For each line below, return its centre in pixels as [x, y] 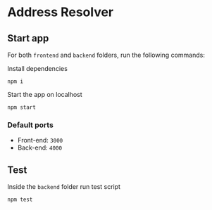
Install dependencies [38, 68]
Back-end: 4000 [39, 147]
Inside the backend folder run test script [64, 187]
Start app [28, 38]
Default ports [31, 125]
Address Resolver [61, 12]
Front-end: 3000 [40, 140]
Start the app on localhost [45, 94]
